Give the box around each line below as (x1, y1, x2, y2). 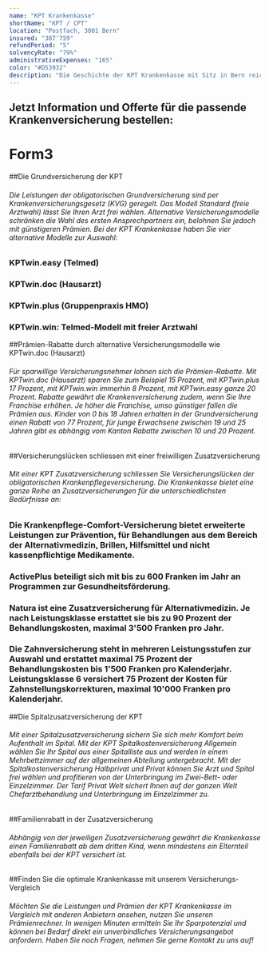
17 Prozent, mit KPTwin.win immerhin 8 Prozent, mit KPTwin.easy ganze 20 (9, 383, 256, 393)
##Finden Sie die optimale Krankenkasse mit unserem (9, 875, 187, 884)
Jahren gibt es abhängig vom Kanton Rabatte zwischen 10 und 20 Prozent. (9, 425, 256, 436)
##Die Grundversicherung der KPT (9, 171, 124, 181)
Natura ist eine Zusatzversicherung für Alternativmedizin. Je (9, 602, 251, 613)
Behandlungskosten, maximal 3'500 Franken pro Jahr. (9, 622, 224, 633)
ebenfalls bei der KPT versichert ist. (9, 849, 127, 859)
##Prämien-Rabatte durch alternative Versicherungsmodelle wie (9, 340, 220, 349)
